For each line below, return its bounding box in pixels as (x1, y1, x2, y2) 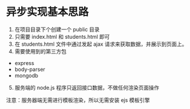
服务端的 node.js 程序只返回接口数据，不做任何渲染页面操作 (14, 84, 159, 91)
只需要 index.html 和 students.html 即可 (14, 33, 110, 40)
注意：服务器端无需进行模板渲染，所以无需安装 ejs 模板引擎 (6, 96, 150, 103)
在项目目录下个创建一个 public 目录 (14, 26, 100, 33)
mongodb (14, 71, 38, 79)
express (14, 59, 34, 66)
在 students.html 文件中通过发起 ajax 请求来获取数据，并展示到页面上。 (14, 40, 187, 47)
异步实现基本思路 (6, 5, 89, 19)
